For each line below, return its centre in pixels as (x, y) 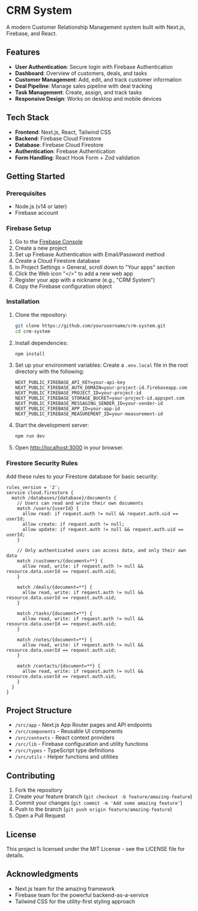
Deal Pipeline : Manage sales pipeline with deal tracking (83, 86)
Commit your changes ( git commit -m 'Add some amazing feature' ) (99, 803)
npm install (30, 354)
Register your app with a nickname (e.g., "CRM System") (85, 280)
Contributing (31, 776)
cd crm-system (32, 331)
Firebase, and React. (32, 33)
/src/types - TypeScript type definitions (64, 750)
